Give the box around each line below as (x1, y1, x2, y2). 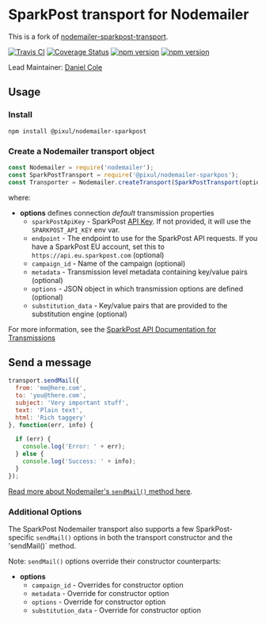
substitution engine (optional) (31, 309, 128, 319)
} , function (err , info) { (8, 421, 93, 429)
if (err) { (15, 435, 51, 443)
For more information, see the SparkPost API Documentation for (8, 324, 216, 334)
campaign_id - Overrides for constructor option (31, 580, 184, 590)
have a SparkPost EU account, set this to (31, 242, 165, 251)
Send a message (8, 355, 92, 369)
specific (8, 533, 35, 542)
